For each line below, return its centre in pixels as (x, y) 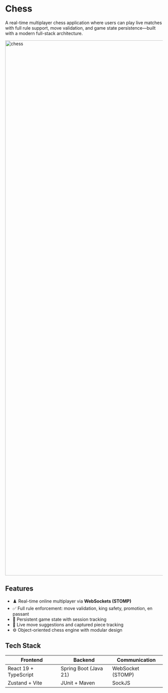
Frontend (32, 660)
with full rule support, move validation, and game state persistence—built (80, 28)
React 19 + (21, 668)
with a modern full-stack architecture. (44, 33)
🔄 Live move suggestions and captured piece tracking (68, 624)
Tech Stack (23, 646)
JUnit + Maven (78, 682)
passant (20, 614)
